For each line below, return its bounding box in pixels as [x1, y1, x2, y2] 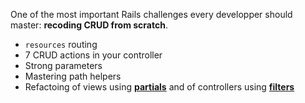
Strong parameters [24, 60, 103, 71]
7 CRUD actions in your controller [24, 49, 163, 61]
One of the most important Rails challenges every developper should [10, 9, 293, 20]
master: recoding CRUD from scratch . [10, 19, 168, 31]
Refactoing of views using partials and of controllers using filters [24, 81, 295, 93]
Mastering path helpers [24, 70, 122, 82]
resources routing [24, 39, 98, 50]
